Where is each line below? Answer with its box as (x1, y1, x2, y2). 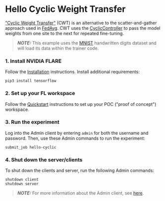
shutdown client (5, 177, 39, 182)
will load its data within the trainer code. (17, 45, 99, 51)
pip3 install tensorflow (5, 78, 56, 84)
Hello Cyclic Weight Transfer (5, 3, 126, 15)
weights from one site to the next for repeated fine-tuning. (5, 30, 124, 36)
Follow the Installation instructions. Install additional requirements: (5, 69, 140, 75)
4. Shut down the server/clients (5, 156, 83, 163)
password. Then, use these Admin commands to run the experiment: (5, 135, 145, 141)
